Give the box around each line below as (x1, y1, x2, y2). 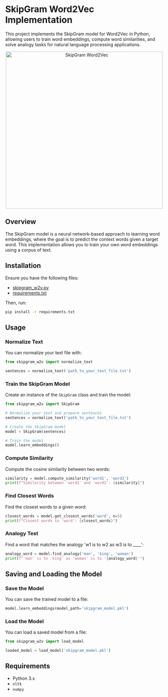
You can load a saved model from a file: (5, 629, 87, 635)
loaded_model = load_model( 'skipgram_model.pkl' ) (5, 648, 111, 653)
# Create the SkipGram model (5, 424, 66, 429)
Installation (5, 261, 41, 270)
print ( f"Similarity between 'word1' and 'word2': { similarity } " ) (5, 480, 144, 485)
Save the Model (5, 584, 44, 591)
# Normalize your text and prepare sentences (5, 411, 102, 416)
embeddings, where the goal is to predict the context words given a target (5, 236, 158, 242)
